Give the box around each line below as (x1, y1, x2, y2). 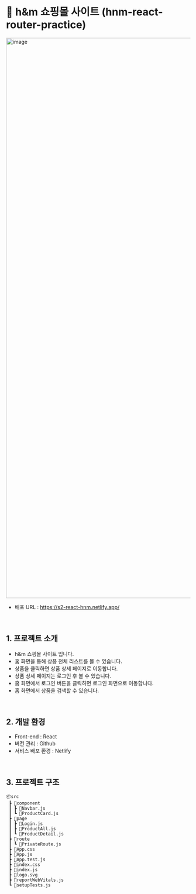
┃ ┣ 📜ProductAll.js (8, 826, 57, 832)
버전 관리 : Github (14, 740, 56, 747)
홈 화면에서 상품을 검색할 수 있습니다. (14, 687, 99, 694)
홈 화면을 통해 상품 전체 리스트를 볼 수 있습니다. (14, 658, 122, 665)
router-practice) (6, 18, 87, 32)
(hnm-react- (101, 5, 163, 19)
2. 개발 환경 (6, 717, 46, 727)
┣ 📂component (8, 800, 41, 806)
